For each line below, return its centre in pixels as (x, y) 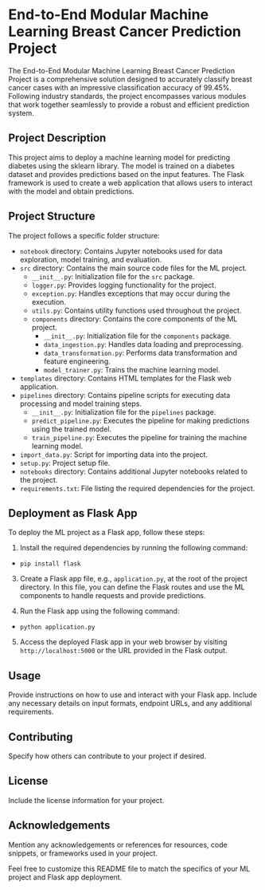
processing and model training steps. (80, 404)
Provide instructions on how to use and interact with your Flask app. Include (132, 695)
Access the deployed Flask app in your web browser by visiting (123, 642)
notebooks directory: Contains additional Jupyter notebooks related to (134, 471)
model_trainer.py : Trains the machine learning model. (132, 369)
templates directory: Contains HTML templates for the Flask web (126, 378)
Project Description (57, 138)
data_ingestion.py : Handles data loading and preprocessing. (144, 344)
